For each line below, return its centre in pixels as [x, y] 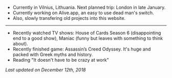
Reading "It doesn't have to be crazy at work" [61, 60]
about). [20, 44]
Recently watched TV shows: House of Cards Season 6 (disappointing [87, 33]
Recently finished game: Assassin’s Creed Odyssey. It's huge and [82, 49]
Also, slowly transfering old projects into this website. [69, 18]
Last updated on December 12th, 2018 [46, 70]
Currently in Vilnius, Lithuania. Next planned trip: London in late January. [89, 7]
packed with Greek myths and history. [53, 55]
